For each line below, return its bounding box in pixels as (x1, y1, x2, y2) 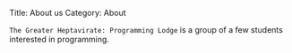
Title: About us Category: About (9, 8, 127, 18)
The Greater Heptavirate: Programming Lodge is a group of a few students (9, 25, 284, 34)
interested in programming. (9, 34, 110, 44)
